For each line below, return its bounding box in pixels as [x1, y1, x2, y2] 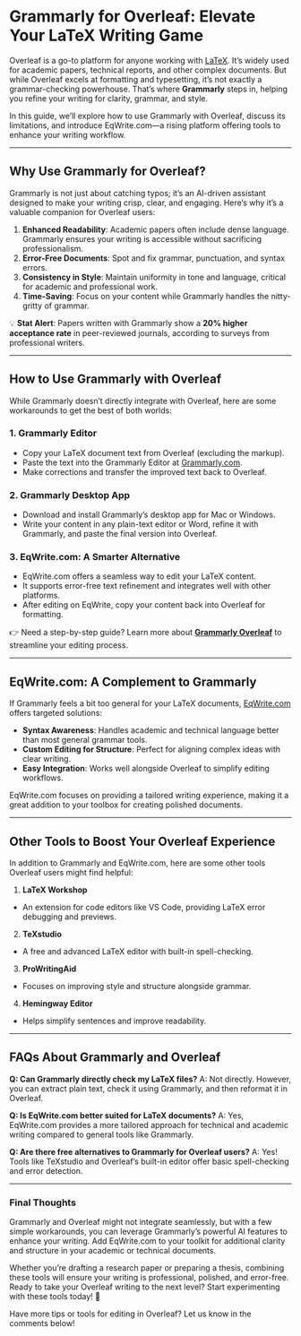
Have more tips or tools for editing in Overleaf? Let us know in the [9, 1308, 252, 1319]
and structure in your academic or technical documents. [9, 1245, 217, 1256]
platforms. [21, 590, 61, 601]
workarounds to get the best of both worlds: [9, 405, 172, 416]
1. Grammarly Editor [9, 427, 97, 440]
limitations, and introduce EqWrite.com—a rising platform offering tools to [9, 119, 281, 131]
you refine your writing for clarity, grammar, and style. [9, 92, 209, 104]
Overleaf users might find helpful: [9, 867, 133, 878]
